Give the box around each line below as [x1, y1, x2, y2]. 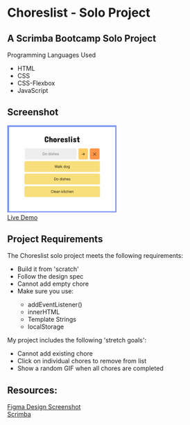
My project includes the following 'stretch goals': [7, 336, 147, 345]
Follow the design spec [17, 272, 84, 281]
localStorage [27, 322, 64, 331]
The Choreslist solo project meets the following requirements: [7, 252, 184, 260]
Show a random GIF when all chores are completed [17, 364, 164, 372]
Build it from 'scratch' [17, 265, 79, 273]
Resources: [7, 384, 58, 396]
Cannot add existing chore [17, 349, 94, 358]
